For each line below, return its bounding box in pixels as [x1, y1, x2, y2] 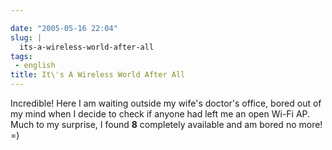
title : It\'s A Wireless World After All [10, 70, 186, 80]
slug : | [10, 32, 43, 43]
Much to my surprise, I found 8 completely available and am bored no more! [10, 119, 323, 130]
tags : [10, 51, 33, 61]
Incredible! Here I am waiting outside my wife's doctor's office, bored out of [10, 97, 322, 109]
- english [14, 61, 56, 71]
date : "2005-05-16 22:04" [10, 23, 118, 33]
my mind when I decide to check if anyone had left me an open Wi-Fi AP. [10, 108, 311, 120]
